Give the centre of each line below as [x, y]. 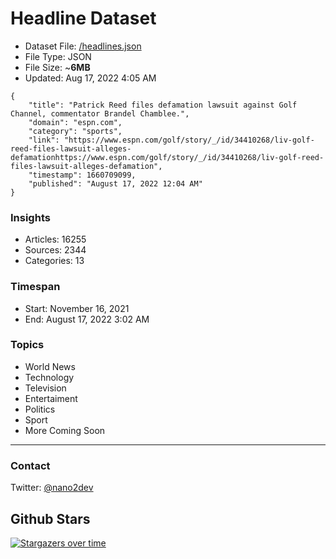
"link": [44, 140]
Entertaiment [51, 398]
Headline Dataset [83, 18]
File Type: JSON [58, 56]
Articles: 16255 [55, 239]
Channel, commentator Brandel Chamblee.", [100, 113]
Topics [27, 345]
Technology [49, 377]
